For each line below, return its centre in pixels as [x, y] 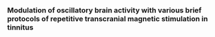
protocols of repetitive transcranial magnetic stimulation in [107, 18]
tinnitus [20, 27]
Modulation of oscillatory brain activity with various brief [104, 10]
